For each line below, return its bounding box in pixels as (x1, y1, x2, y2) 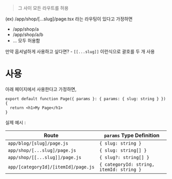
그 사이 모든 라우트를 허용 (17, 5, 69, 11)
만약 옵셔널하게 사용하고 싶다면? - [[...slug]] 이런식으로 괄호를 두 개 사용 (5, 49, 155, 54)
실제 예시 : (5, 119, 26, 125)
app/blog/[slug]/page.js (8, 140, 69, 146)
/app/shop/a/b (12, 32, 44, 37)
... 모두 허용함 (12, 38, 40, 43)
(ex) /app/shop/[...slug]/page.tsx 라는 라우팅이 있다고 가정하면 (5, 16, 133, 22)
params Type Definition (104, 131, 160, 139)
